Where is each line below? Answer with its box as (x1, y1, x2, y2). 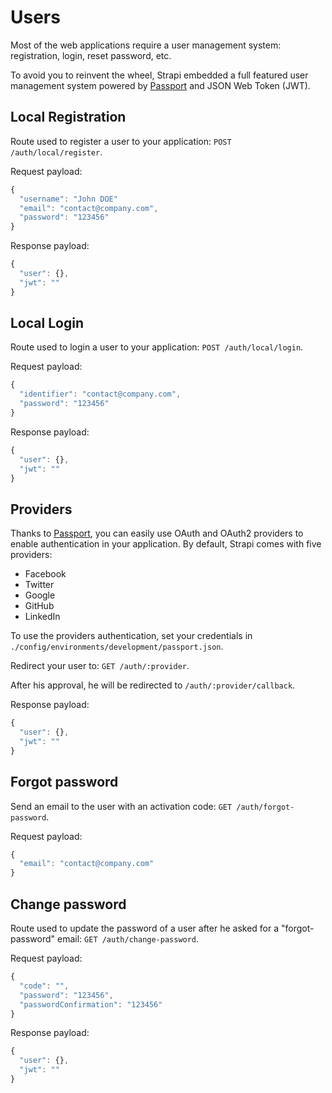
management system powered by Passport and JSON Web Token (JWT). (10, 79, 311, 91)
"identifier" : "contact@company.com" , (19, 389, 182, 400)
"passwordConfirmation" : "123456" (19, 999, 163, 1010)
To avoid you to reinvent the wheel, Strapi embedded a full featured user (10, 69, 309, 81)
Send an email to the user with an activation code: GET (10, 800, 233, 812)
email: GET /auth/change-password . (57, 933, 200, 945)
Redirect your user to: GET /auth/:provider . (10, 660, 190, 672)
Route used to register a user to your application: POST (10, 135, 232, 147)
